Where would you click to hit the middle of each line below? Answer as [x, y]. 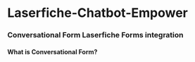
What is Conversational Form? [52, 51]
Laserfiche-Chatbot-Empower [97, 13]
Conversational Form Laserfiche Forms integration [95, 35]
